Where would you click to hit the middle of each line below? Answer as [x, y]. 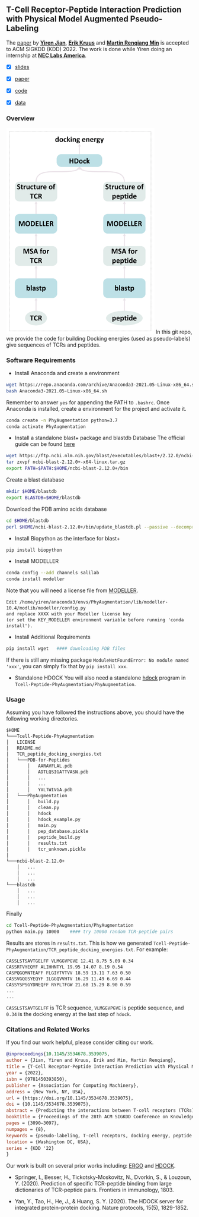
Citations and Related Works [48, 1029]
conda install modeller [36, 579]
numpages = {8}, [26, 1129]
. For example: [150, 949]
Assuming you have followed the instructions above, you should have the [95, 712]
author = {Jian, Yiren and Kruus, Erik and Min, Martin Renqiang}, [91, 1061]
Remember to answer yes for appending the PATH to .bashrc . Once [88, 402]
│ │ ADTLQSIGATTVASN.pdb [47, 772]
